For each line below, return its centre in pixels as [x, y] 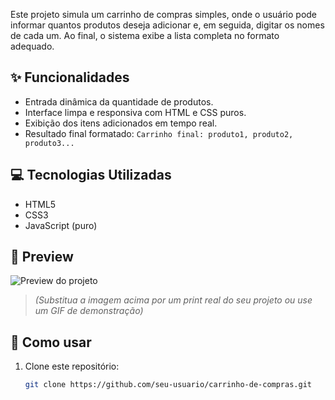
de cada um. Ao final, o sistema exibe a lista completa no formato [145, 35]
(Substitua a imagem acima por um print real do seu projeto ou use [173, 300]
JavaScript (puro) [61, 225]
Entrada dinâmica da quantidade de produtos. [119, 101]
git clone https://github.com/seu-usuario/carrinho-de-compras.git [168, 385]
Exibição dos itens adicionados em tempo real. [121, 123]
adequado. [32, 46]
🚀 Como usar [51, 342]
